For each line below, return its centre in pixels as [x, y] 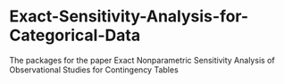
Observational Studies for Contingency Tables [94, 70]
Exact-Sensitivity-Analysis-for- [129, 17]
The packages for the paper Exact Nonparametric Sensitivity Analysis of [142, 60]
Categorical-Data [75, 35]
